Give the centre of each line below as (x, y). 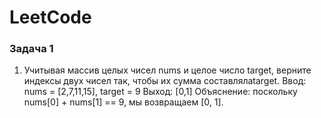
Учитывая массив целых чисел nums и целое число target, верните (167, 70)
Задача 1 (31, 49)
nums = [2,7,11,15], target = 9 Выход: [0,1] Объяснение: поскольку (160, 92)
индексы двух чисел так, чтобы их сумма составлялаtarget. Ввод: (165, 81)
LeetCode (50, 17)
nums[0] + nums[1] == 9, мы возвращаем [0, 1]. (123, 102)
